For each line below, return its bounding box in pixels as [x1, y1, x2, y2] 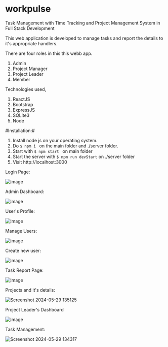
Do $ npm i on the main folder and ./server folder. [12, 143, 118, 149]
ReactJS [12, 96, 30, 102]
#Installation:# [5, 128, 35, 134]
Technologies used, [5, 86, 47, 92]
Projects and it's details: [5, 287, 56, 293]
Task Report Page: [5, 267, 44, 273]
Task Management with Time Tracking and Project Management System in [5, 20, 160, 26]
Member [12, 76, 30, 82]
